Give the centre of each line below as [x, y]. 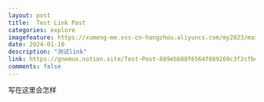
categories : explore [42, 30]
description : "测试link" [48, 52]
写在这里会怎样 [32, 89]
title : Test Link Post [47, 23]
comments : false [35, 67]
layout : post [29, 15]
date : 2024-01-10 [37, 45]
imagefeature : [31, 37]
